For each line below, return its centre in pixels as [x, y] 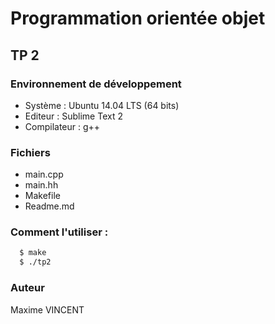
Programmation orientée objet [138, 18]
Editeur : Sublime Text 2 [73, 116]
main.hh [41, 185]
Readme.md [49, 206]
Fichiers [30, 152]
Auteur [27, 288]
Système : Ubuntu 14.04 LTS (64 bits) [102, 105]
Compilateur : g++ [62, 126]
